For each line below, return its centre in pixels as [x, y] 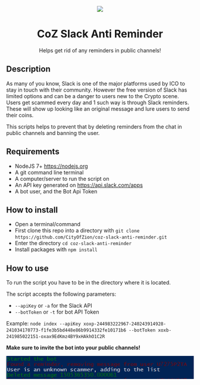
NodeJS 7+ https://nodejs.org [51, 166]
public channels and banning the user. [53, 133]
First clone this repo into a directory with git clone [77, 231]
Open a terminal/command [48, 224]
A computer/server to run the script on [62, 179]
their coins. [20, 115]
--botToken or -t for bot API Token [57, 312]
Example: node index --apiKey [44, 324]
